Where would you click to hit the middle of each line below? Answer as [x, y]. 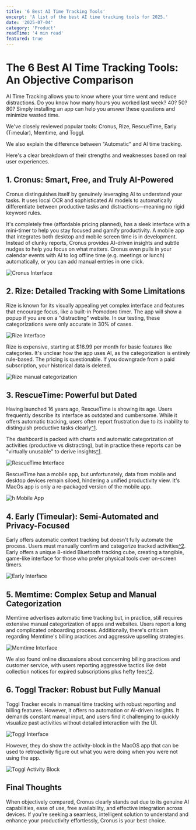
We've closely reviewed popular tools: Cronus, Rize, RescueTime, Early [91, 126]
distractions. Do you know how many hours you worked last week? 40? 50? [97, 103]
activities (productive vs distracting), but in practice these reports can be [94, 445]
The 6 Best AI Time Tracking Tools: [92, 68]
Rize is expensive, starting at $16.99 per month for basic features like [89, 347]
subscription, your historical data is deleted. [59, 365]
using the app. [23, 758]
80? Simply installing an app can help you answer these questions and [91, 108]
